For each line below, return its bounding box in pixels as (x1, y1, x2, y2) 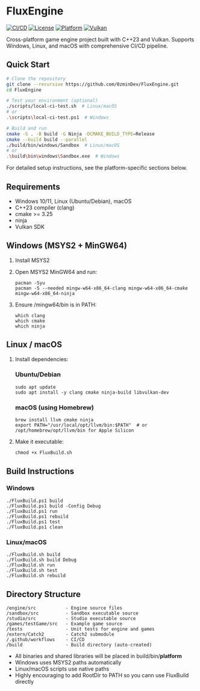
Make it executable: (14, 438, 64, 445)
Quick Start (6, 60, 50, 70)
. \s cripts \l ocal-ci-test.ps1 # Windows (6, 114, 110, 120)
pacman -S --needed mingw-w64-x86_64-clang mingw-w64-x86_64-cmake (14, 285, 188, 291)
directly (14, 678, 34, 685)
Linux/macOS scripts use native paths (14, 665, 110, 672)
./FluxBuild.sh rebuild (6, 573, 66, 579)
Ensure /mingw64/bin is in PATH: (14, 301, 97, 308)
